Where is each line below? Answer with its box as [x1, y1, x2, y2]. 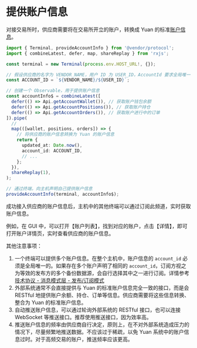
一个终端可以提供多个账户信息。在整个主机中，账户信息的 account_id [14, 255, 182, 262]
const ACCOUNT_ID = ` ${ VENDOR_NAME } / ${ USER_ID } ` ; [6, 77, 130, 83]
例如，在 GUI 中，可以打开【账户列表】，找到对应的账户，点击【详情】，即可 [6, 222, 188, 229]
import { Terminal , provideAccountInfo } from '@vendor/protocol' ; [6, 45, 175, 51]
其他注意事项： [6, 242, 42, 249]
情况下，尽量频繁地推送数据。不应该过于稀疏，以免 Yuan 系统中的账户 [14, 328, 185, 335]
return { [16, 137, 38, 143]
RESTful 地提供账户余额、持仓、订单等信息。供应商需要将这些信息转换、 [14, 292, 189, 299]
